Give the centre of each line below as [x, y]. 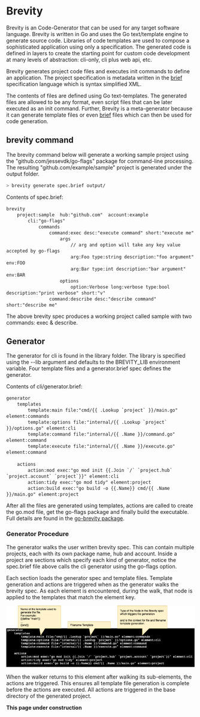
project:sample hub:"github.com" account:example [83, 215]
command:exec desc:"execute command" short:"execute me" [122, 233]
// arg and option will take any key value [125, 245]
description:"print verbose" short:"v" [56, 293]
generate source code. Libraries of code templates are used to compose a [98, 40]
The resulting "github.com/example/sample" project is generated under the [99, 167]
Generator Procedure [38, 534]
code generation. [28, 121]
